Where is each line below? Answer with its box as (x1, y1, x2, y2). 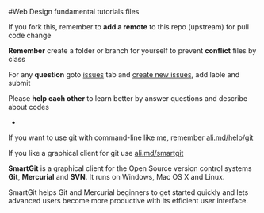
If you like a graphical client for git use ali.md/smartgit (8, 149, 184, 157)
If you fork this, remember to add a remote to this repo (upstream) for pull (8, 22, 250, 31)
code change (8, 31, 52, 40)
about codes (8, 103, 50, 111)
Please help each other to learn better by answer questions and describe (8, 94, 248, 103)
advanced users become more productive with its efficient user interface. (8, 196, 248, 205)
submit (8, 79, 31, 87)
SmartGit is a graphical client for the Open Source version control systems (8, 164, 252, 173)
